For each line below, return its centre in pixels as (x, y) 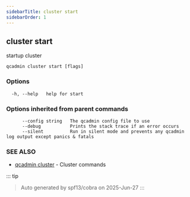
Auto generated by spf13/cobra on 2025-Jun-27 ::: (83, 187)
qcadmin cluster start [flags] (45, 67)
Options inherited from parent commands (67, 109)
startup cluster (24, 56)
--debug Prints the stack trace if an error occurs (100, 126)
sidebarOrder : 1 (26, 17)
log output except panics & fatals (50, 137)
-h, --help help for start (47, 94)
